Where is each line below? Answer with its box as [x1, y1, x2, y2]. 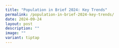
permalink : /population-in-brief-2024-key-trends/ [5, 12, 114, 17]
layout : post [5, 21, 33, 26]
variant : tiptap [5, 35, 39, 40]
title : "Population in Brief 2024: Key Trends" [5, 7, 108, 12]
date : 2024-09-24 [5, 16, 42, 21]
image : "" [5, 30, 26, 35]
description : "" [5, 26, 39, 31]
